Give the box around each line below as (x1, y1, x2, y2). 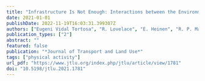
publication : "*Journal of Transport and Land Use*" (6, 49, 143, 55)
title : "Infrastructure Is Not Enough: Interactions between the (6, 9, 176, 15)
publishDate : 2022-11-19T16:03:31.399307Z (6, 20, 116, 26)
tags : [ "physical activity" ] (6, 54, 81, 60)
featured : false (6, 43, 48, 49)
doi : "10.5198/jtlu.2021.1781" (6, 65, 86, 72)
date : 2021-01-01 (6, 15, 51, 21)
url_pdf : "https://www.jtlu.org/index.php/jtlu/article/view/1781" (6, 60, 182, 66)
